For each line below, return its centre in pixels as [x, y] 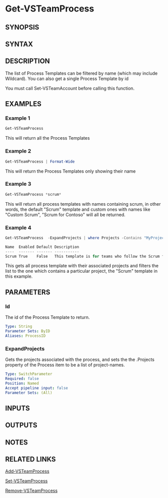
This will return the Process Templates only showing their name [70, 171]
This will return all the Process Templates [47, 138]
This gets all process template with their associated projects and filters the [82, 266]
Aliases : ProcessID [25, 336]
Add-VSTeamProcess [27, 471]
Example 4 [18, 227]
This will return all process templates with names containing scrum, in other [83, 204]
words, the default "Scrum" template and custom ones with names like [78, 209]
